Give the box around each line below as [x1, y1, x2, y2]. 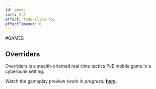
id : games [5, 7, 26, 13]
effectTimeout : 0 [5, 21, 42, 27]
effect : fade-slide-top [5, 17, 55, 22]
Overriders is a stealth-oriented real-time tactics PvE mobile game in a [5, 63, 151, 69]
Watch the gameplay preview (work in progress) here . [5, 78, 117, 84]
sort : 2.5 [5, 12, 26, 17]
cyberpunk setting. [5, 68, 44, 74]
